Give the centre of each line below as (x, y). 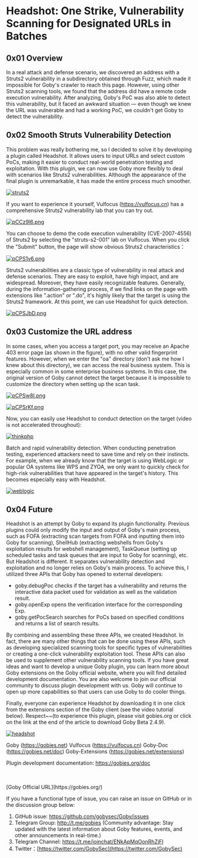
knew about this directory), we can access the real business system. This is (98, 365)
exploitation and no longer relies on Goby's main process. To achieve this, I (98, 568)
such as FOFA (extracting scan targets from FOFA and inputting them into (95, 536)
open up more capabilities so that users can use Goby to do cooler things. (96, 692)
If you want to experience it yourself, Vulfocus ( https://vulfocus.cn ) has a (95, 204)
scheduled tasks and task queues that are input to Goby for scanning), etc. (97, 555)
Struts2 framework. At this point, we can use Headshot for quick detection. (97, 302)
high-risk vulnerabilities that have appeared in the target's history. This (92, 473)
